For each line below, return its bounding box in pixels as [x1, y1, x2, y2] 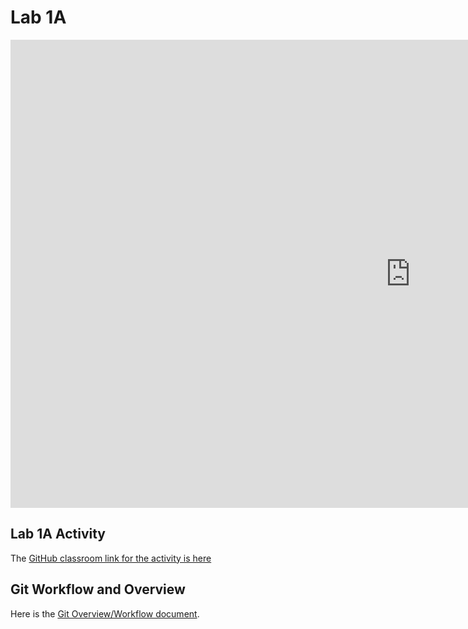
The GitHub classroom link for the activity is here [10, 552, 212, 564]
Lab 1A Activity [10, 526, 106, 543]
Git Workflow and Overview [10, 581, 186, 598]
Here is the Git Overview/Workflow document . [10, 607, 200, 620]
